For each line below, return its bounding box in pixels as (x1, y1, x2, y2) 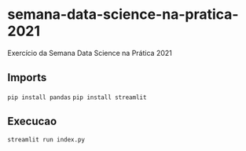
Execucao (7, 115, 57, 128)
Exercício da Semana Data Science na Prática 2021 (7, 48, 172, 57)
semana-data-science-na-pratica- (7, 6, 239, 24)
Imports (7, 71, 47, 84)
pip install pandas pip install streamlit (7, 93, 147, 101)
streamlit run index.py (7, 135, 86, 143)
